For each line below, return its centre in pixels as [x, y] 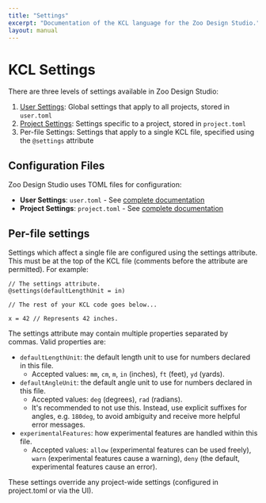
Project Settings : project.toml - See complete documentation [122, 209]
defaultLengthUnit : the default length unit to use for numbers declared [135, 357]
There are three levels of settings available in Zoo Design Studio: [114, 91]
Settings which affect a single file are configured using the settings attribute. [133, 252]
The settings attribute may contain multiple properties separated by [118, 333]
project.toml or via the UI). [51, 490]
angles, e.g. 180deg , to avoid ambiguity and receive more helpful [136, 416]
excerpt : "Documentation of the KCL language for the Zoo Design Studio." [134, 23]
